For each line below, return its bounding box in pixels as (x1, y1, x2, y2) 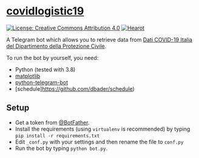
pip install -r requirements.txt (15, 133, 100, 139)
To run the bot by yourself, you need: (6, 54, 99, 61)
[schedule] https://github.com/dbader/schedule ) (15, 85, 135, 92)
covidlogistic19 (6, 4, 84, 18)
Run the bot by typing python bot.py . (15, 144, 108, 152)
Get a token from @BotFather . (15, 119, 90, 126)
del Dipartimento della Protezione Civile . (6, 42, 107, 50)
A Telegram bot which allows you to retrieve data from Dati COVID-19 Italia (6, 36, 193, 43)
